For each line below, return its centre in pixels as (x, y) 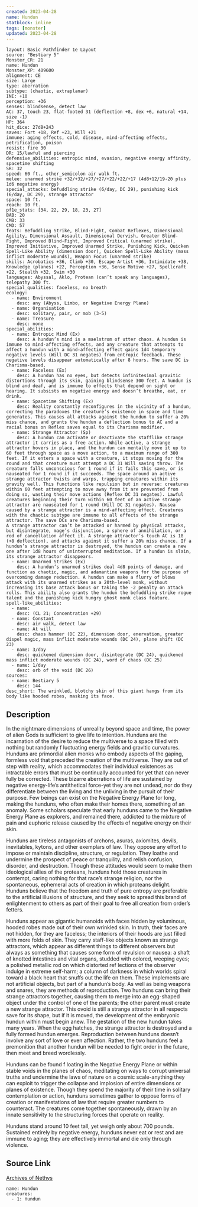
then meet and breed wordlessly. (46, 1053)
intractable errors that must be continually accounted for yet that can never (98, 773)
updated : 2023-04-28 (32, 34)
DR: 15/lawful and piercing (41, 153)
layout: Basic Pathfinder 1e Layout (51, 50)
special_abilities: (30, 329)
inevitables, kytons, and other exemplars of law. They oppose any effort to (97, 846)
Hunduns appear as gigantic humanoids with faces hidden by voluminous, (96, 921)
